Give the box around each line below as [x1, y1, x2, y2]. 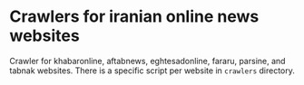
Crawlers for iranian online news [9, 6, 260, 27]
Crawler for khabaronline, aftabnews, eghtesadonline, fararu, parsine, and [9, 55, 286, 66]
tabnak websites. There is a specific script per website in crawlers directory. [9, 65, 295, 76]
